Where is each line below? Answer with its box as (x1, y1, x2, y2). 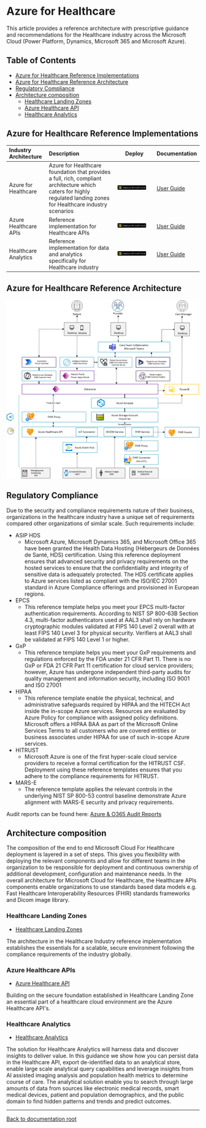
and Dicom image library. (6, 896, 70, 904)
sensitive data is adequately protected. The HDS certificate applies (24, 570, 194, 578)
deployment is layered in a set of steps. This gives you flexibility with (6, 850, 180, 858)
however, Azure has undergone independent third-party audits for (24, 668, 191, 675)
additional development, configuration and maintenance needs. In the (6, 870, 182, 877)
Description (48, 150, 80, 157)
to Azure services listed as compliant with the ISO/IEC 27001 (24, 577, 177, 585)
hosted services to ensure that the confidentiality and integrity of (24, 564, 189, 571)
